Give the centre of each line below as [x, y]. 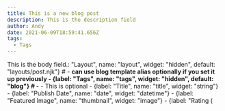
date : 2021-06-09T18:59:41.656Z [53, 32]
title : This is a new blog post [53, 13]
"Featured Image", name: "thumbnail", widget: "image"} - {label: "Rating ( [110, 100]
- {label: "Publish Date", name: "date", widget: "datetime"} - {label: [100, 93]
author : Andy [26, 26]
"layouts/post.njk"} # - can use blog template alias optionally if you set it [111, 72]
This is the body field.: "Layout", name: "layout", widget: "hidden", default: [111, 64]
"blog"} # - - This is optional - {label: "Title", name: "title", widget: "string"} [113, 86]
